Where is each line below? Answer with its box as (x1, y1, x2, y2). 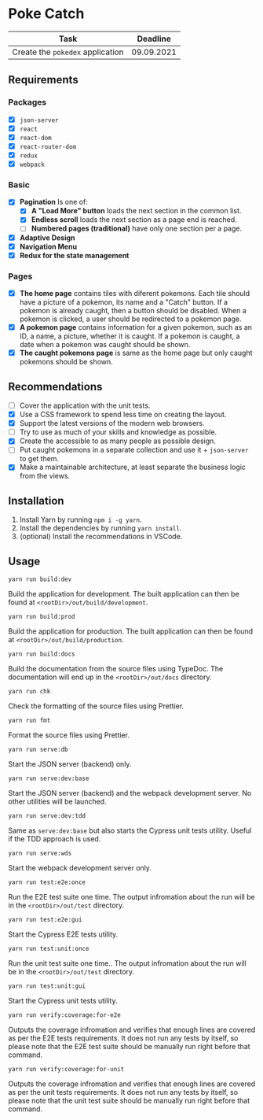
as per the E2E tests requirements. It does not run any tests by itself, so (8, 1033, 239, 1043)
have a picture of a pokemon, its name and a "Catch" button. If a (19, 298, 228, 307)
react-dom (19, 134, 53, 142)
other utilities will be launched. (8, 797, 108, 807)
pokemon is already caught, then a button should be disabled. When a (19, 306, 247, 316)
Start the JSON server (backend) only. (8, 760, 132, 769)
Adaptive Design (19, 233, 76, 242)
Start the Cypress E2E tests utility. (8, 930, 119, 939)
